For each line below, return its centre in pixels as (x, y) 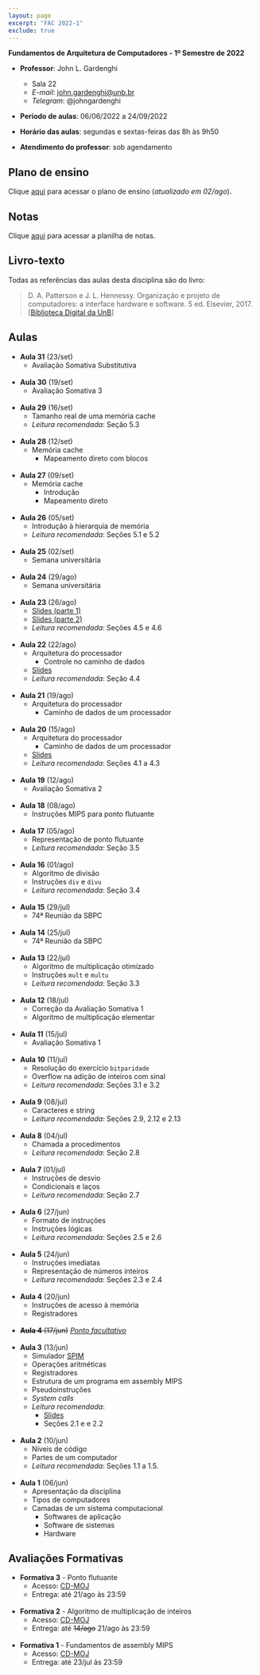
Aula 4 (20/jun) (45, 1296)
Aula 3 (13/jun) (44, 1347)
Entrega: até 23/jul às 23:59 (77, 1662)
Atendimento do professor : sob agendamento (96, 147)
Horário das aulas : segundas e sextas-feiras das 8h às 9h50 (119, 131)
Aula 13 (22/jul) (45, 958)
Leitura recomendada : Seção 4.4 (86, 678)
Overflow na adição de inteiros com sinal (98, 1076)
